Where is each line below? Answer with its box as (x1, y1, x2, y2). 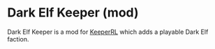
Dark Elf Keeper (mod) (7, 5, 139, 21)
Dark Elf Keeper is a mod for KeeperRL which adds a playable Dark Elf (7, 28, 209, 36)
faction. (7, 35, 29, 43)
